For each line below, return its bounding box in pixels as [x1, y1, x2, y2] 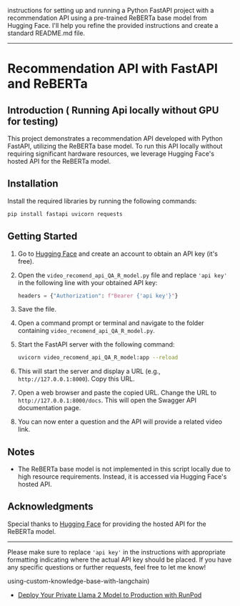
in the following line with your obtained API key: [17, 278, 158, 287]
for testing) [7, 115, 59, 127]
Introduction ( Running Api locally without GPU [7, 104, 219, 116]
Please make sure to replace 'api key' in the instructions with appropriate [7, 547, 226, 556]
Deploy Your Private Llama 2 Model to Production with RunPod [17, 590, 202, 599]
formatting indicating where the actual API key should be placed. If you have [7, 555, 232, 564]
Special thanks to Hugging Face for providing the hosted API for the [7, 520, 206, 528]
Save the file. [17, 305, 57, 314]
